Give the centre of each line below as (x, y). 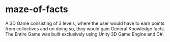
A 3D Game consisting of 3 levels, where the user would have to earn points (85, 23)
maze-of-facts (37, 9)
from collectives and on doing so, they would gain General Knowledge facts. (85, 28)
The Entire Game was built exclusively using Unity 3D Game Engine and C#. (85, 34)
